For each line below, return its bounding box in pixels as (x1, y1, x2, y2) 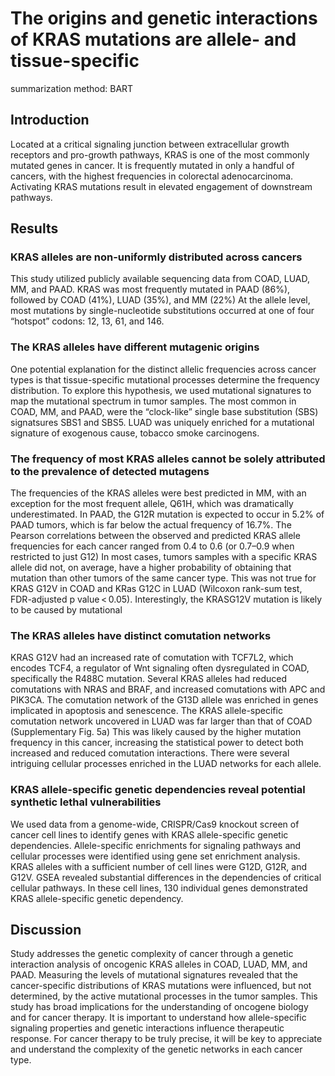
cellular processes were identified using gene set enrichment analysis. (10, 850, 301, 862)
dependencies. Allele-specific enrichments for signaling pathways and (10, 839, 302, 851)
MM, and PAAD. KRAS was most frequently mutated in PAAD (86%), (10, 283, 291, 296)
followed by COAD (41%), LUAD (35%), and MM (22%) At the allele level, (10, 294, 311, 306)
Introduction (10, 112, 90, 129)
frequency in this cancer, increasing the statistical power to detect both (10, 737, 304, 749)
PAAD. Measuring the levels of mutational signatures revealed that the (10, 969, 298, 981)
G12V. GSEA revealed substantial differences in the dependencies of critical (10, 871, 322, 883)
